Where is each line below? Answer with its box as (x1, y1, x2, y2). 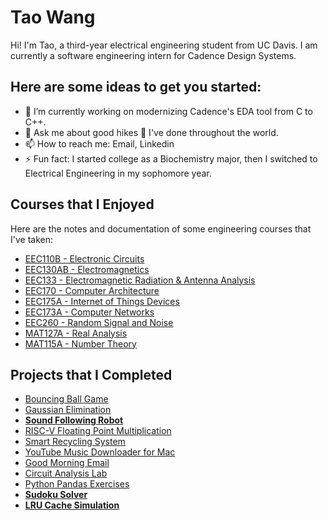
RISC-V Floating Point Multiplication (24, 425, 172, 437)
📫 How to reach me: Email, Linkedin (24, 137, 175, 150)
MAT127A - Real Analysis (24, 327, 128, 339)
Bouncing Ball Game (24, 393, 109, 405)
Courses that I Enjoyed (10, 196, 155, 213)
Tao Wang (10, 6, 96, 29)
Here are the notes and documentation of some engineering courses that (10, 222, 312, 235)
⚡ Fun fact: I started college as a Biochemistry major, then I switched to (24, 152, 318, 165)
